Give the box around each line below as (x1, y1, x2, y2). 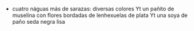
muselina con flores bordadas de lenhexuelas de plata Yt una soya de (12, 12, 188, 19)
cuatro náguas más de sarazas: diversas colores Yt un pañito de (12, 5, 174, 12)
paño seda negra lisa (12, 18, 65, 25)
